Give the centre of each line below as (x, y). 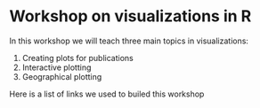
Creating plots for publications (77, 58)
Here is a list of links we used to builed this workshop (107, 94)
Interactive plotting (57, 67)
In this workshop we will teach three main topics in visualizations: (129, 41)
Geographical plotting (62, 76)
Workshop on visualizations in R (130, 16)
